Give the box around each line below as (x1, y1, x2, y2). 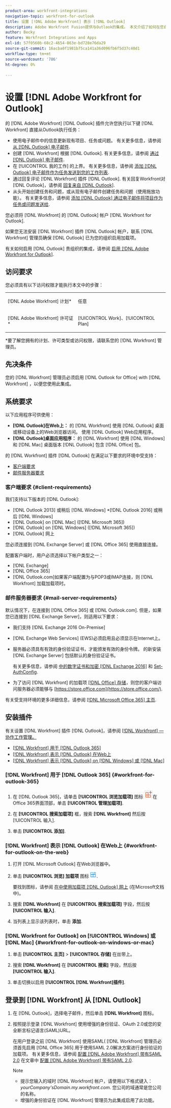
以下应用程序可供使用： (5, 412, 54, 418)
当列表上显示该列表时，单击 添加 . (12, 918, 82, 924)
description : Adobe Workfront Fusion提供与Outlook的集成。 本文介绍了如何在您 (5, 24, 164, 30)
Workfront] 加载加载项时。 (12, 581, 68, 587)
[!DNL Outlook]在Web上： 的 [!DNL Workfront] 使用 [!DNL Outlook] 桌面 (12, 422, 164, 429)
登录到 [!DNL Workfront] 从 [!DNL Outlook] (5, 995, 141, 1004)
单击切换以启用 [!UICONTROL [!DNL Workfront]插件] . (12, 979, 126, 986)
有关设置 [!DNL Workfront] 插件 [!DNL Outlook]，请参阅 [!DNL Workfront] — (5, 727, 164, 734)
